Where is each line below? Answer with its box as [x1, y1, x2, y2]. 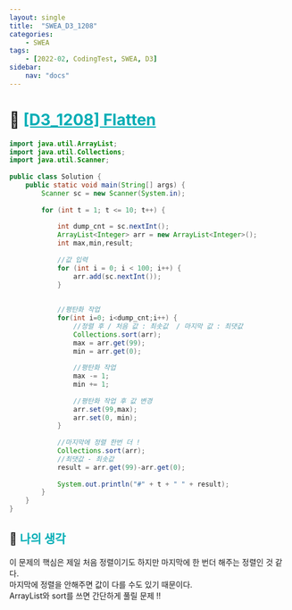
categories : [9, 29, 54, 38]
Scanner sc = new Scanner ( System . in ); [41, 188, 186, 197]
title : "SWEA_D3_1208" [9, 21, 98, 30]
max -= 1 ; [72, 372, 110, 380]
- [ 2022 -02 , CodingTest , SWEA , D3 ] [25, 54, 158, 63]
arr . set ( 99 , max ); [72, 405, 138, 414]
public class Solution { [9, 172, 102, 181]
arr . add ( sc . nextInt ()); [72, 272, 163, 281]
